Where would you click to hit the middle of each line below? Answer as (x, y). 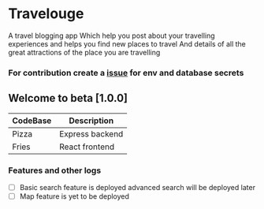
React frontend (87, 147)
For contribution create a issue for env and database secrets (126, 73)
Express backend (91, 133)
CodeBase (32, 121)
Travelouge (46, 14)
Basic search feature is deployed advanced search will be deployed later (138, 187)
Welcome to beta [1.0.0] (68, 98)
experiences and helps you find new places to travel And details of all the (127, 43)
